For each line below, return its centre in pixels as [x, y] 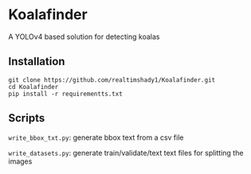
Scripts [27, 118]
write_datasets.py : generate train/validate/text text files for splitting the [126, 153]
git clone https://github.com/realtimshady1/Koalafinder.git [112, 80]
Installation [37, 62]
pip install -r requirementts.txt [66, 94]
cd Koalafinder [33, 87]
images [20, 161]
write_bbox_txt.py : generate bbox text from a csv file [96, 137]
